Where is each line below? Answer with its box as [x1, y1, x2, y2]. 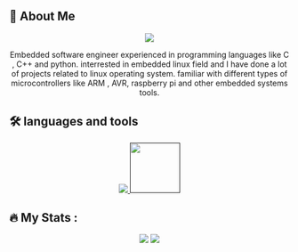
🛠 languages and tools [9, 114, 139, 129]
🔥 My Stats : [9, 210, 78, 225]
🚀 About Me [9, 9, 76, 24]
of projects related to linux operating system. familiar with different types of [11, 68, 288, 78]
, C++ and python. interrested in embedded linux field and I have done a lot [12, 59, 287, 69]
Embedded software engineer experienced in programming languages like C [9, 49, 290, 60]
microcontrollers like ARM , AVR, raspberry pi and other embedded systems [11, 77, 288, 88]
